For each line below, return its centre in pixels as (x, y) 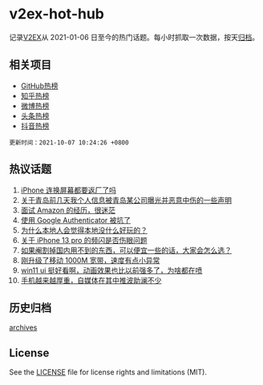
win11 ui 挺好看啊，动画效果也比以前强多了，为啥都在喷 (111, 270)
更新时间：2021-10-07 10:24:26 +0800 (69, 142)
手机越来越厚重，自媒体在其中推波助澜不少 (91, 280)
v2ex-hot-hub (57, 14)
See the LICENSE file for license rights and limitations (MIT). (108, 372)
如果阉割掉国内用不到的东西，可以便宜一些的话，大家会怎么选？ (126, 250)
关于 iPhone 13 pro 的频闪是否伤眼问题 (84, 240)
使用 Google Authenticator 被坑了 (76, 220)
